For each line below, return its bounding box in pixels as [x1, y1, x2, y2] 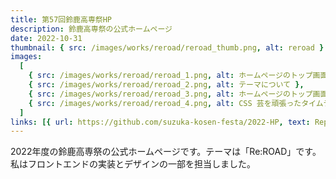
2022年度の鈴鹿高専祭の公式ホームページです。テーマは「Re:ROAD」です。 [10, 146, 322, 158]
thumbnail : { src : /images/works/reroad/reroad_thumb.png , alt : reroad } [10, 42, 325, 53]
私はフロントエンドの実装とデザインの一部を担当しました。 [10, 158, 256, 170]
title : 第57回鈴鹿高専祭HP [10, 14, 112, 25]
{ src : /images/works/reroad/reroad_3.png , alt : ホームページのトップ [28, 89, 313, 99]
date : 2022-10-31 [10, 33, 83, 43]
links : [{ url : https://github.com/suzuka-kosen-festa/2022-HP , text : [10, 117, 311, 127]
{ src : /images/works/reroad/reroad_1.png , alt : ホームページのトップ [28, 71, 313, 81]
